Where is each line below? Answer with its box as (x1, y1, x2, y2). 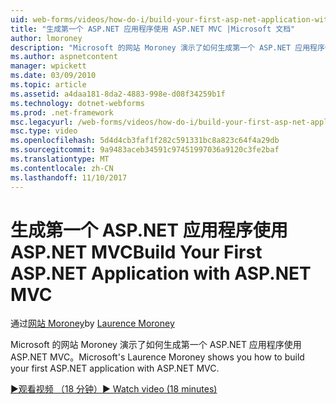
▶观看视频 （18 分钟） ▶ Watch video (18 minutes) (10, 383, 218, 395)
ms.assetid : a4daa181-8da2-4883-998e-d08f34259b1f (10, 89, 226, 99)
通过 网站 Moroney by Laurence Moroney (10, 317, 175, 330)
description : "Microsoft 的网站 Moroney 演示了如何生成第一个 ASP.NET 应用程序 (10, 42, 325, 53)
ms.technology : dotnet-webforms (10, 98, 145, 108)
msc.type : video (10, 126, 78, 136)
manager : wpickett (10, 61, 87, 71)
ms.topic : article (10, 80, 87, 90)
